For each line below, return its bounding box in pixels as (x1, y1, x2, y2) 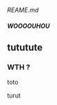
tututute (7, 41, 43, 53)
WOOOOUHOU (7, 21, 50, 30)
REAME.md (7, 6, 39, 14)
